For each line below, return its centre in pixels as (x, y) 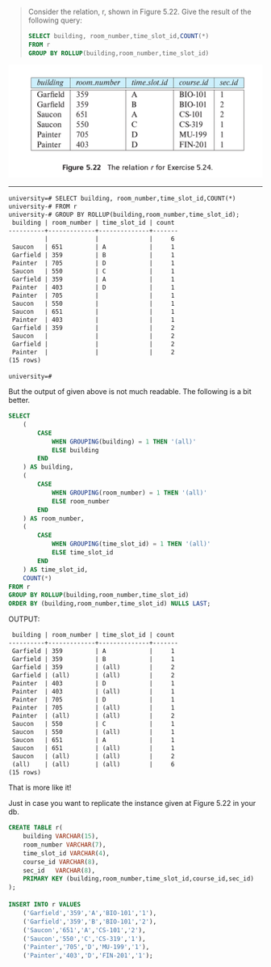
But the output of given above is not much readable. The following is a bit (130, 392)
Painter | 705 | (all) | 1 (93, 708)
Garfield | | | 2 (93, 344)
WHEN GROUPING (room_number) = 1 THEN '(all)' (129, 493)
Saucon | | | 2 (93, 336)
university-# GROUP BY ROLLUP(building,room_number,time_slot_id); (124, 215)
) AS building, (48, 467)
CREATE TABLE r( (35, 828)
